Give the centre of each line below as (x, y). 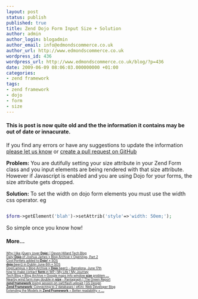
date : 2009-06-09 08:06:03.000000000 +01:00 (62, 67)
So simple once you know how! (44, 227)
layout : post (22, 12)
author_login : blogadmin (37, 39)
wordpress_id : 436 (29, 56)
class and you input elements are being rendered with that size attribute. (95, 169)
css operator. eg (26, 200)
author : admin (24, 34)
